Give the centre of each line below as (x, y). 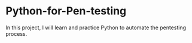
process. (16, 33)
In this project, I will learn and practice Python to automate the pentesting (96, 27)
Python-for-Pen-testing (66, 11)
